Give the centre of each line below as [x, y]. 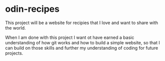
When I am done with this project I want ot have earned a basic [70, 37]
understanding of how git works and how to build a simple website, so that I [82, 42]
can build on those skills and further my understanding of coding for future [82, 48]
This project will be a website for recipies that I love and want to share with [82, 23]
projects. [14, 53]
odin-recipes [32, 9]
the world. [16, 28]
